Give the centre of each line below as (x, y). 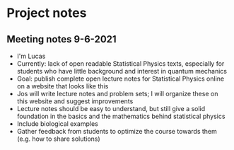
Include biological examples (57, 124)
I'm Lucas (31, 56)
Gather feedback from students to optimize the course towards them (117, 131)
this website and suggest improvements (75, 101)
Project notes (47, 13)
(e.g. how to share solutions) (58, 139)
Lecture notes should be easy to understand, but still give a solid (111, 109)
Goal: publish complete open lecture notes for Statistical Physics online (121, 79)
